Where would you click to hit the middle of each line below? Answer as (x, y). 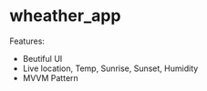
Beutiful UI (42, 58)
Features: (27, 41)
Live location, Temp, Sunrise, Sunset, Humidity (110, 68)
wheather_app (65, 16)
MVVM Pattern (51, 77)
